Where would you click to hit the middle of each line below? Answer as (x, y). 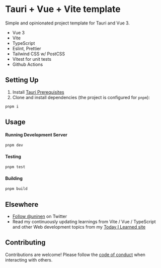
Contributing (25, 243)
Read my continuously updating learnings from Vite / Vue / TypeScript (84, 222)
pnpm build (16, 189)
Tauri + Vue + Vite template (63, 9)
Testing (13, 156)
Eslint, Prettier (27, 48)
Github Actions (28, 64)
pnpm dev (14, 145)
